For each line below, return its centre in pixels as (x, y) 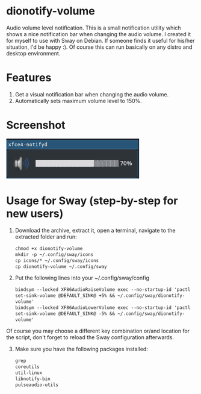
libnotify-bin (32, 379)
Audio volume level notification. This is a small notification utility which (94, 28)
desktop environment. (33, 53)
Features (29, 78)
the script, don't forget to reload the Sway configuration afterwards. (90, 337)
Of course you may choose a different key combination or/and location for (98, 331)
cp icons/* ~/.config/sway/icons (57, 260)
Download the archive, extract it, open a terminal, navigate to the (95, 230)
